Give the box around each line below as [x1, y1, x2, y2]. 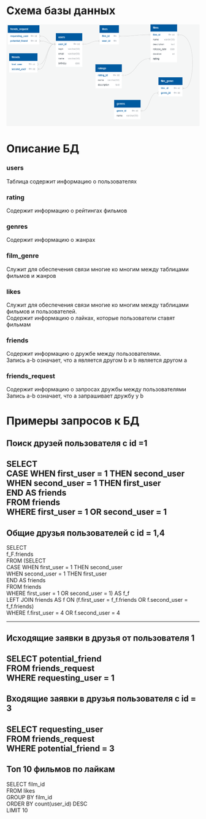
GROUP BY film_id [6, 793, 53, 801]
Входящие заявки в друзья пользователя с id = [6, 694, 196, 704]
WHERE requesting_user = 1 [6, 673, 115, 683]
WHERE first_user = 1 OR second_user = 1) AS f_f [6, 590, 130, 597]
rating [6, 193, 25, 201]
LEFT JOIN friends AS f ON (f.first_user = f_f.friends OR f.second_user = [6, 596, 188, 604]
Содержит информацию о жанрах [6, 236, 96, 244]
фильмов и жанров [6, 272, 56, 279]
